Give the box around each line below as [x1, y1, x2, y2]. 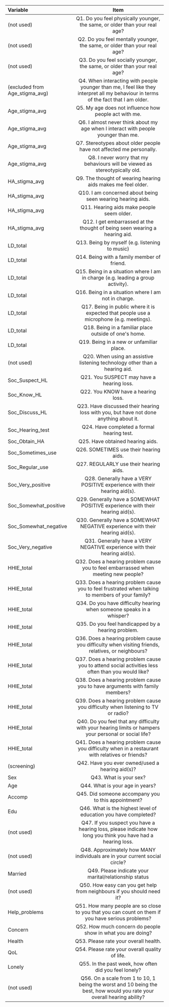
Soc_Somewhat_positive [8, 502, 65, 509]
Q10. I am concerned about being [78, 189, 158, 196]
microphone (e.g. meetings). [84, 316, 152, 323]
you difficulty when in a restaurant [77, 745, 158, 752]
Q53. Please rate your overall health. [75, 938, 161, 945]
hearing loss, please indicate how [78, 826, 158, 832]
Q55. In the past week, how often [78, 960, 157, 967]
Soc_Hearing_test [8, 426, 49, 434]
